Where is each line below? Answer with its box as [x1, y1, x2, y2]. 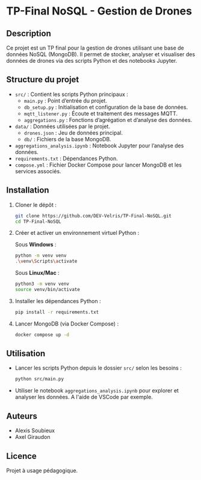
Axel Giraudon [14, 434, 51, 441]
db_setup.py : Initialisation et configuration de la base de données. [23, 103, 188, 110]
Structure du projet [6, 74, 79, 85]
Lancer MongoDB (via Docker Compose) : [14, 320, 119, 327]
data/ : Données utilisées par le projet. [14, 123, 110, 130]
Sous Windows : [14, 241, 57, 248]
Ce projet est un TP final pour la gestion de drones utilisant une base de [6, 44, 185, 51]
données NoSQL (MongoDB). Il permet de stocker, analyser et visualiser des [6, 51, 196, 58]
